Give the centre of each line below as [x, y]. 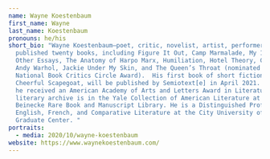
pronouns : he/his [37, 38]
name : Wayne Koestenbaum [50, 16]
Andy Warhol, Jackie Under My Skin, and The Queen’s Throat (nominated [138, 68]
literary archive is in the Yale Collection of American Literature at [138, 98]
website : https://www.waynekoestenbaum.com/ [84, 143]
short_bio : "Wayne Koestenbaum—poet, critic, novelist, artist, [118, 46]
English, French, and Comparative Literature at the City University [134, 113]
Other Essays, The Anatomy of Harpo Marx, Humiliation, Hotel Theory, [136, 61]
